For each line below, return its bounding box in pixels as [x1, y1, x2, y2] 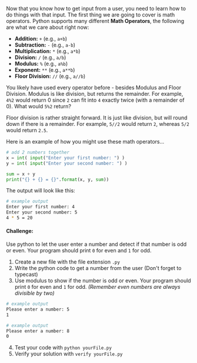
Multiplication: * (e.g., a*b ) [14, 48, 81, 55]
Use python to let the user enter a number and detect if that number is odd [6, 241, 187, 248]
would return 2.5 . [6, 126, 48, 134]
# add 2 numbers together [6, 149, 69, 155]
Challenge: [6, 228, 34, 235]
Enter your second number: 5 [6, 209, 78, 215]
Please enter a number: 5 [6, 306, 69, 312]
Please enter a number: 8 [6, 328, 69, 334]
